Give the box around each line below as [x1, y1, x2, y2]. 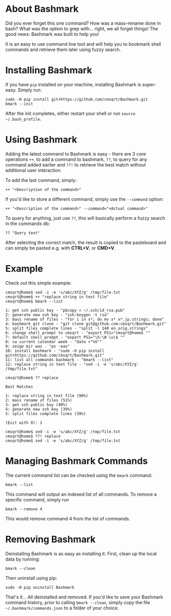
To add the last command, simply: [5, 177, 77, 183]
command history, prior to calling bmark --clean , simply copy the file [5, 599, 150, 605]
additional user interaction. [5, 167, 62, 173]
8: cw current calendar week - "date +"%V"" [5, 339, 102, 344]
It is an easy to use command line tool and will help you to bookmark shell [5, 41, 161, 47]
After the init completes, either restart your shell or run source [5, 110, 136, 116]
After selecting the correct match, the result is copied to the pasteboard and [5, 239, 166, 246]
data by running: [5, 556, 40, 562]
